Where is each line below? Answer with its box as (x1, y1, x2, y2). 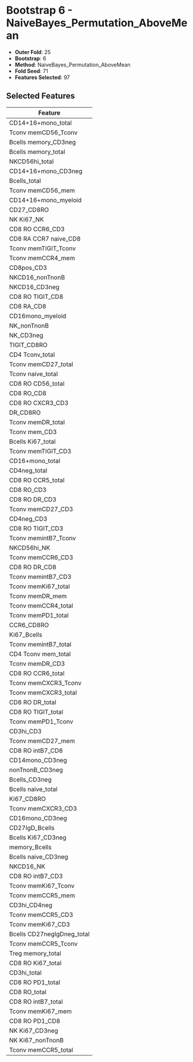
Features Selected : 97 (14, 74, 70, 81)
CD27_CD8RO (9, 206, 49, 214)
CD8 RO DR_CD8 (9, 563, 56, 571)
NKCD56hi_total (9, 157, 54, 165)
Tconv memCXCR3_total (9, 688, 77, 697)
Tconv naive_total (9, 370, 58, 378)
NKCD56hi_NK (9, 543, 50, 552)
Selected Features (6, 91, 75, 101)
